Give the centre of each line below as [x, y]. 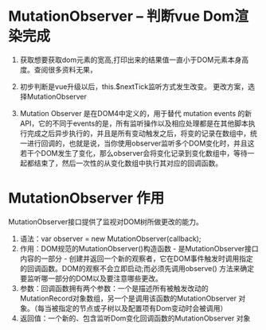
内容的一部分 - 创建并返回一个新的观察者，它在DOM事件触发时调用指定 [136, 258]
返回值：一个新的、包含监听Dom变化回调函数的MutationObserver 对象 [135, 318]
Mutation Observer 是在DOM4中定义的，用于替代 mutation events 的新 [136, 113]
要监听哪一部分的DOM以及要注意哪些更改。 [91, 278]
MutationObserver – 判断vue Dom [121, 16]
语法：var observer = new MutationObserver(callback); [110, 239]
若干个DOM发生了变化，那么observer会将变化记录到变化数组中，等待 [134, 153]
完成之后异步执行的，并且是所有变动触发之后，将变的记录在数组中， [139, 133]
